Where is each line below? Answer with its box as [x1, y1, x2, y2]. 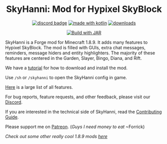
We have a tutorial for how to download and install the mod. [5, 65, 128, 71]
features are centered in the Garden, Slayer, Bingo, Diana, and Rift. [5, 55, 142, 61]
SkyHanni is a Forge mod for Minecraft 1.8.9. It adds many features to [5, 39, 148, 45]
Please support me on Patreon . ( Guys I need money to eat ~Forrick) [5, 124, 145, 130]
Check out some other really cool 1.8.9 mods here [5, 133, 107, 139]
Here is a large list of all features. [5, 84, 73, 90]
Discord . [5, 99, 22, 105]
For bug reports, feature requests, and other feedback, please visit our [5, 94, 150, 100]
